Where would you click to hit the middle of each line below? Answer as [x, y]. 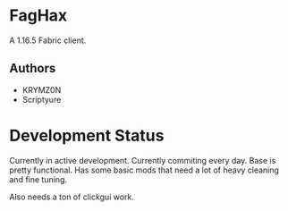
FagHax [38, 16]
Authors [33, 68]
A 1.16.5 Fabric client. [48, 40]
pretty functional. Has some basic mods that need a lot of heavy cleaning [144, 170]
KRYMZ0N [42, 89]
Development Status [87, 135]
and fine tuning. [38, 179]
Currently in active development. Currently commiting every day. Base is [143, 160]
